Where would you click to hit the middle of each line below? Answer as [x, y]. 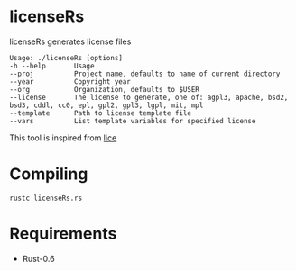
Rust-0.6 [39, 258]
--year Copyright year [70, 81]
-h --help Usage [52, 66]
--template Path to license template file [101, 113]
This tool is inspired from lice [63, 138]
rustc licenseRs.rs [46, 198]
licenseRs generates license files [70, 41]
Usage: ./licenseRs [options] [66, 58]
